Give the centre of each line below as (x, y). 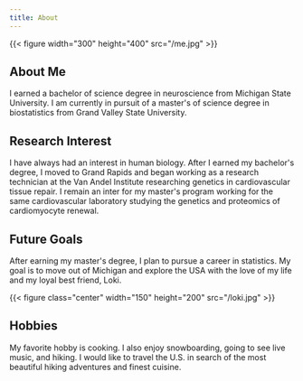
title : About (34, 18)
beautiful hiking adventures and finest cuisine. (95, 367)
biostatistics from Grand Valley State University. (98, 113)
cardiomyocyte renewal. (54, 211)
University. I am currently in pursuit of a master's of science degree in (139, 103)
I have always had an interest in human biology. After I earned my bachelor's (152, 163)
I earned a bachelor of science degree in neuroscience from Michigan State (150, 93)
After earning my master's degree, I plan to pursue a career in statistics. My (150, 261)
